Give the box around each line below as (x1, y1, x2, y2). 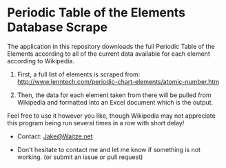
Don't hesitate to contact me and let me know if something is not (17, 145, 201, 154)
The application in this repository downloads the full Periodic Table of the (7, 42, 215, 50)
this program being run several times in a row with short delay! (7, 118, 185, 127)
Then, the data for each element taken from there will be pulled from (17, 91, 212, 99)
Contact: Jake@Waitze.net (17, 132, 93, 140)
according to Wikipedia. (7, 56, 74, 65)
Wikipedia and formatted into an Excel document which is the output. (17, 98, 214, 106)
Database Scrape (7, 19, 108, 35)
